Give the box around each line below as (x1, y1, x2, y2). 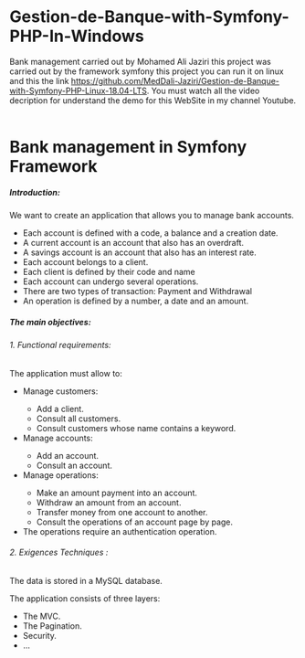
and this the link (9, 75, 69, 86)
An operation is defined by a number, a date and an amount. (22, 295, 249, 307)
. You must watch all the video (146, 85, 260, 96)
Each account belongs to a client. (22, 257, 149, 268)
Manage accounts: (22, 432, 93, 443)
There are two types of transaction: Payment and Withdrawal (22, 286, 253, 297)
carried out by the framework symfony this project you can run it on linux (9, 66, 285, 77)
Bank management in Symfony (9, 137, 247, 157)
